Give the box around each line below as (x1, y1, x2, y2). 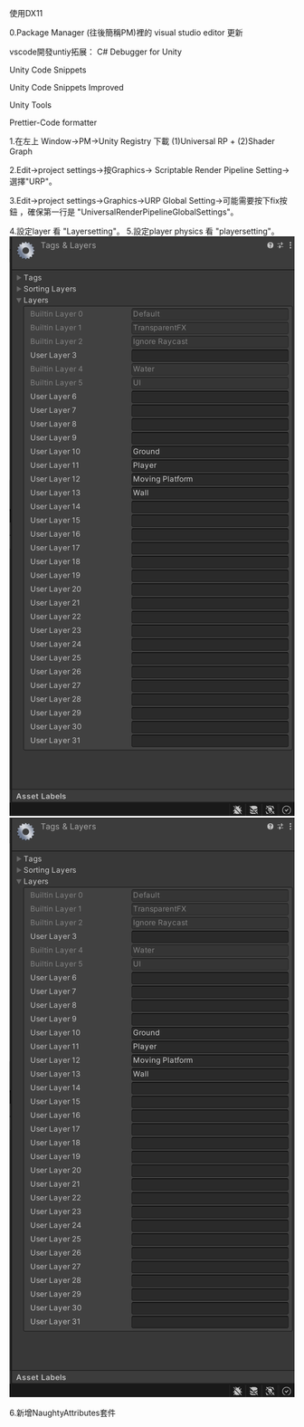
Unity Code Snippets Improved (9, 82, 124, 92)
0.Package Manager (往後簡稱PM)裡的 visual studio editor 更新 (9, 27, 243, 38)
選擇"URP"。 (9, 176, 57, 187)
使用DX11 (9, 8, 43, 18)
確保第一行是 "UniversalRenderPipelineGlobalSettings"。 (26, 206, 239, 217)
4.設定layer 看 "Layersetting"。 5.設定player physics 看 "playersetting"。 (9, 225, 280, 236)
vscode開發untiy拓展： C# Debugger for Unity (9, 46, 183, 57)
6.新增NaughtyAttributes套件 (9, 1407, 116, 1418)
